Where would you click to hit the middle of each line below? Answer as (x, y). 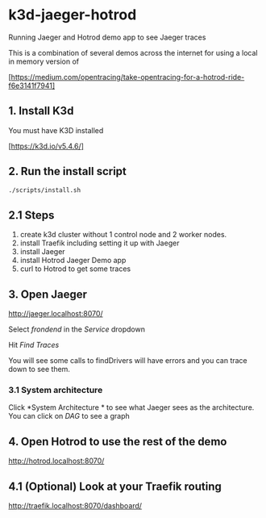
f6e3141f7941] (32, 86)
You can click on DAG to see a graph (69, 416)
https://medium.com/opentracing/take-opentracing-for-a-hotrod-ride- (128, 77)
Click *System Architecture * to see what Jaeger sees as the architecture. (131, 407)
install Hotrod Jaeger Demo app (73, 261)
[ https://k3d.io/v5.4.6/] (46, 146)
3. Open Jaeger (48, 294)
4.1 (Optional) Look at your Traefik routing (115, 486)
